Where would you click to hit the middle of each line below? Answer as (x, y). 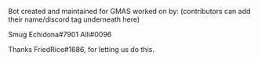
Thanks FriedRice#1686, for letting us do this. (81, 49)
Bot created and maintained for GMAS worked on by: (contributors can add (129, 11)
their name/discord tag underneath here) (74, 19)
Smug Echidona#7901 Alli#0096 (60, 34)
